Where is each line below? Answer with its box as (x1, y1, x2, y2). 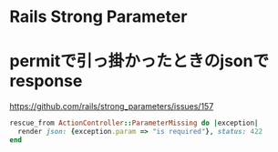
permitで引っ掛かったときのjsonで (9, 51, 270, 72)
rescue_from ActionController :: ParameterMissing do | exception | (9, 118, 259, 128)
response (9, 71, 83, 92)
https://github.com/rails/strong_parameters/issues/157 (9, 101, 214, 112)
